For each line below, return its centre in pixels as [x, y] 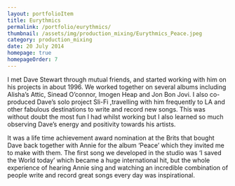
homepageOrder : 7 [33, 60]
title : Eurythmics [34, 20]
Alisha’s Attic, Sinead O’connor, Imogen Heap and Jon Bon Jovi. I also [108, 94]
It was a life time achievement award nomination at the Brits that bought [111, 138]
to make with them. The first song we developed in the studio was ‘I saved [115, 152]
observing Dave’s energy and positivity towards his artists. [92, 124]
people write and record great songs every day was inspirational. [101, 175]
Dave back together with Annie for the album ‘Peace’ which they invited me [116, 145]
